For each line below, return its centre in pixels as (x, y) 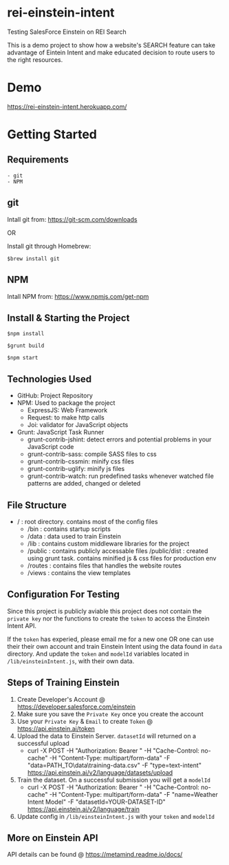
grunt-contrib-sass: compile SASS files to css (92, 454)
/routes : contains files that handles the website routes (104, 565)
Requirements (38, 160)
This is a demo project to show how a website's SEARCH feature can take (111, 45)
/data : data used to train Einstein (74, 536)
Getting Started (52, 135)
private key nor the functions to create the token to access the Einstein (108, 618)
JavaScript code (51, 447)
